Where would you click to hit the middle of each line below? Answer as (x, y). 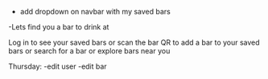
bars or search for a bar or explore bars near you (89, 51)
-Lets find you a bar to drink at (59, 27)
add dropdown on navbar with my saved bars (95, 12)
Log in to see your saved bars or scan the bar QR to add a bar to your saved (134, 42)
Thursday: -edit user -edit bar (58, 66)
